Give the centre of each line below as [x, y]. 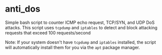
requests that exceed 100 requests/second [48, 33]
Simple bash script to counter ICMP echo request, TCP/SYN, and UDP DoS [80, 22]
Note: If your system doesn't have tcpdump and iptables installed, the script [81, 42]
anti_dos [23, 9]
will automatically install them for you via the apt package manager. [72, 47]
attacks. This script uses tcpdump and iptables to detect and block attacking [81, 27]
